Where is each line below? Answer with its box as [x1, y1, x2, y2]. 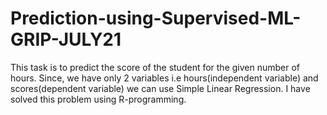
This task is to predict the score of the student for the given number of [10, 61, 301, 73]
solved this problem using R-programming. [10, 93, 187, 105]
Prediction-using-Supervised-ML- [10, 7, 302, 30]
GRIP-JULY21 [10, 28, 122, 51]
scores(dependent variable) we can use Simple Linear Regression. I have [10, 82, 311, 94]
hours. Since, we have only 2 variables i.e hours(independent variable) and [10, 72, 319, 84]
